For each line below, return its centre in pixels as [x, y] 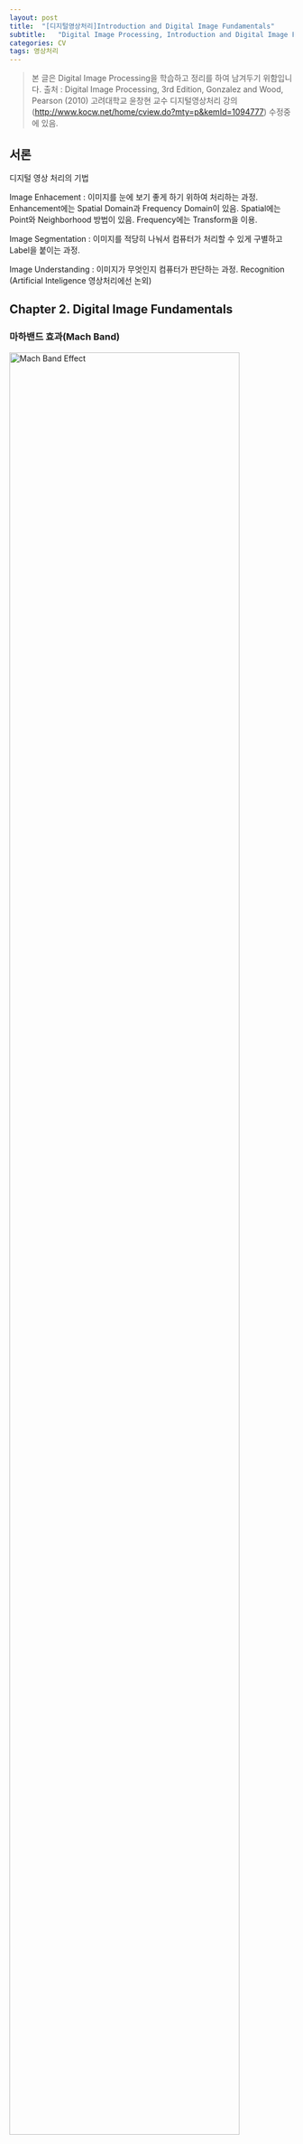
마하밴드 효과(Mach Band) [64, 337]
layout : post [34, 18]
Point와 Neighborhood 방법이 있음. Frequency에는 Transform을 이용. [133, 219]
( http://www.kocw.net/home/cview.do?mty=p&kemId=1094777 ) [149, 112]
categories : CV [38, 43]
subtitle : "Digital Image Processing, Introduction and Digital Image [149, 34]
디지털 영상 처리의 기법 [49, 178]
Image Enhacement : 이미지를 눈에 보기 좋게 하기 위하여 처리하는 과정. [134, 197]
